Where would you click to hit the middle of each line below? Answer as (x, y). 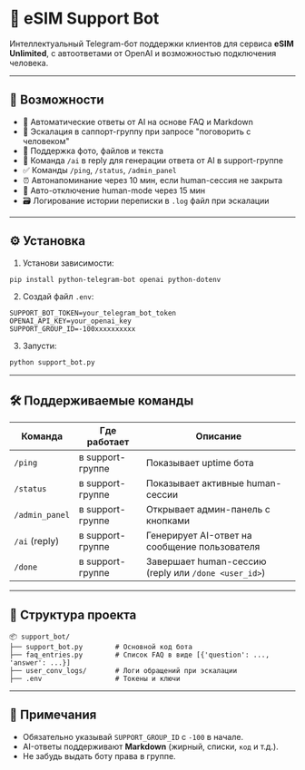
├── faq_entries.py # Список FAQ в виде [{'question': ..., (140, 655)
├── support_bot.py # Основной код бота (101, 647)
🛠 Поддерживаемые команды (102, 400)
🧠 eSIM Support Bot (84, 19)
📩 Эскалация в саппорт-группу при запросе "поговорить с (137, 132)
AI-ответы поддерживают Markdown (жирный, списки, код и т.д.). (150, 746)
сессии (162, 495)
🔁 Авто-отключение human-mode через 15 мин (114, 190)
